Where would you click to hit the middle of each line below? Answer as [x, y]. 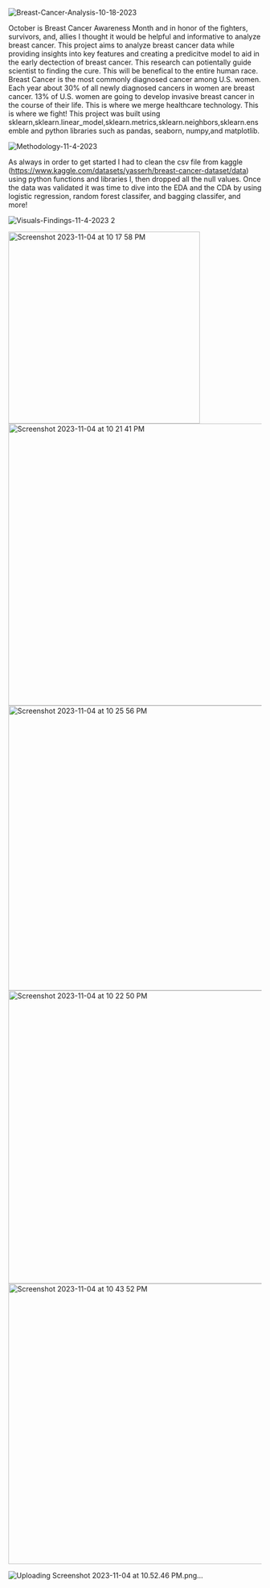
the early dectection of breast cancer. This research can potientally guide [130, 62]
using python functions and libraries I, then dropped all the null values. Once [135, 179]
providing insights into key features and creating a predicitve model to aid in [134, 54]
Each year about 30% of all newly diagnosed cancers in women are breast [131, 88]
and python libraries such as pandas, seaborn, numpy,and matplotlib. [145, 131]
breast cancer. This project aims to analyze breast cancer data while [122, 45]
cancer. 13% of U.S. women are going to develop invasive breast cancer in [131, 96]
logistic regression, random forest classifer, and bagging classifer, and [125, 196]
